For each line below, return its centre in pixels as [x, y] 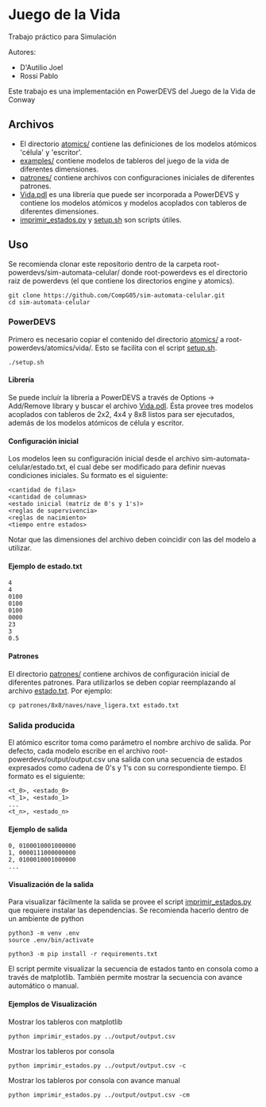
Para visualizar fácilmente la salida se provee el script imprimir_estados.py [130, 902]
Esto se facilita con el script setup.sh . [156, 348]
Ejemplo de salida [38, 829]
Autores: [22, 52]
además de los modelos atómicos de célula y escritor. [96, 423]
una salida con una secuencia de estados [175, 759]
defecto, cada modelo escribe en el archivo [79, 750]
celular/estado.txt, [38, 467]
